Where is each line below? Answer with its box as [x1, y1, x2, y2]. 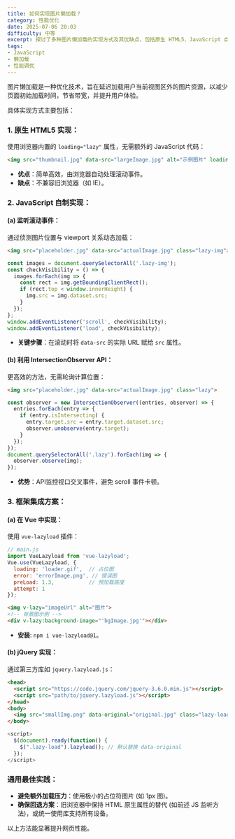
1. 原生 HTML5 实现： [7, 125, 79, 135]
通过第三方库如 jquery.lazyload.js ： [7, 665, 115, 673]
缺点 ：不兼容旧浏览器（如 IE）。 [17, 178, 108, 187]
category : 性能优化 [7, 17, 60, 24]
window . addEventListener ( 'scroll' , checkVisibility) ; [7, 318, 168, 325]
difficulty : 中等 [7, 29, 56, 37]
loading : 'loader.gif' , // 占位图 [13, 566, 114, 573]
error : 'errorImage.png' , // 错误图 [13, 572, 117, 579]
